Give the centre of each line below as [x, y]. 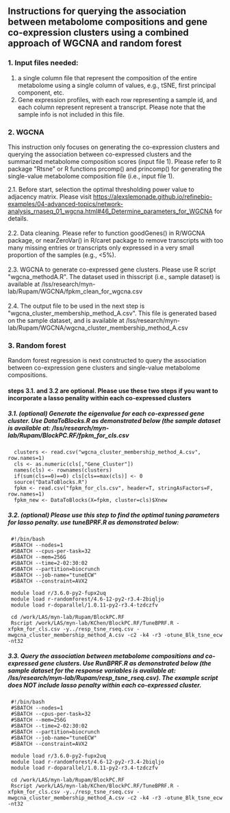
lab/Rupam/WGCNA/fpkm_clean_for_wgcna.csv [75, 291]
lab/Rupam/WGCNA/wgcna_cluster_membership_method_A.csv [98, 328]
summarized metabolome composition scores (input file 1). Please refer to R [115, 161]
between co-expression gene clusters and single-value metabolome [104, 368]
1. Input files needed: [43, 63]
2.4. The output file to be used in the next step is [76, 306]
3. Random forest [37, 345]
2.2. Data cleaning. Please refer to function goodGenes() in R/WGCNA [106, 233]
